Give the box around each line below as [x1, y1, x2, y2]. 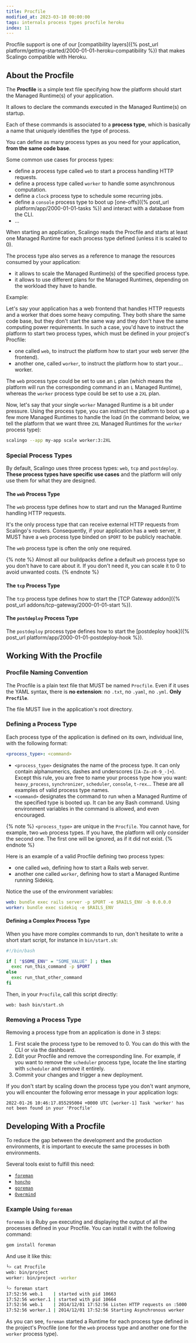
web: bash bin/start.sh [6, 1002, 64, 1008]
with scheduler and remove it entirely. [14, 1065, 105, 1072]
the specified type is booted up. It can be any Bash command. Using [14, 799, 180, 806]
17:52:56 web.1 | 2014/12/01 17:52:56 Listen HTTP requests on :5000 [6, 1302, 187, 1308]
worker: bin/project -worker [6, 1275, 77, 1281]
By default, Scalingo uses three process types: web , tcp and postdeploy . [6, 465, 178, 472]
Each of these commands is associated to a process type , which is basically [6, 121, 191, 128]
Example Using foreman [6, 1205, 73, 1213]
